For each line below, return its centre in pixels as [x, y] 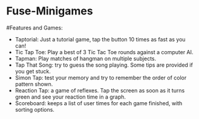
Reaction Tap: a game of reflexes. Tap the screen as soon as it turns [100, 90]
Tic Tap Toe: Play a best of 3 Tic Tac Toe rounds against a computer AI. [104, 52]
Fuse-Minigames [50, 11]
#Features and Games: [34, 28]
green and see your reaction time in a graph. [70, 97]
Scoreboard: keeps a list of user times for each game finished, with [99, 103]
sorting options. [34, 109]
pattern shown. [34, 84]
